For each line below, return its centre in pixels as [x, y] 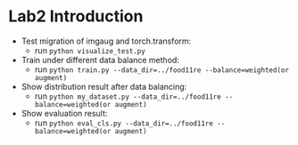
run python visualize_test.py [90, 50]
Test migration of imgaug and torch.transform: [106, 41]
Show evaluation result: [64, 113]
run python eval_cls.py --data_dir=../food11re [124, 123]
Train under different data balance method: [100, 60]
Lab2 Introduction [76, 16]
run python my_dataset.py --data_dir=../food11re [128, 96]
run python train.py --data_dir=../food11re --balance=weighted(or [161, 69]
